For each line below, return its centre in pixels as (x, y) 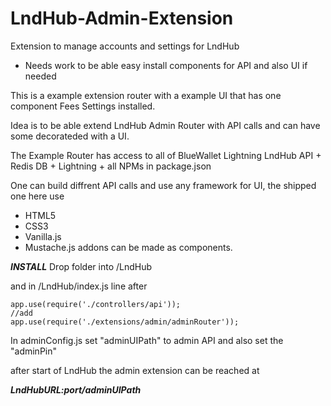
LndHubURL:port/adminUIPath (76, 389)
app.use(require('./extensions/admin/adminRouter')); (125, 322)
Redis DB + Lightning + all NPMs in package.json (111, 166)
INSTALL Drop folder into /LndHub (81, 266)
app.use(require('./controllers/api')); (96, 304)
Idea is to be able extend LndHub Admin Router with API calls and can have (165, 125)
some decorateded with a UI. (70, 136)
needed (40, 76)
